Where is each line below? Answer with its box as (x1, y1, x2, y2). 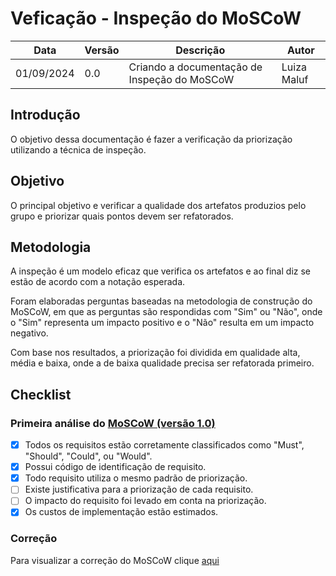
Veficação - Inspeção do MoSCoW (10, 7, 302, 30)
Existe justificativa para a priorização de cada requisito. (24, 483, 254, 496)
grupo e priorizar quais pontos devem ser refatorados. (10, 210, 234, 222)
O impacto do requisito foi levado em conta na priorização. (24, 495, 267, 507)
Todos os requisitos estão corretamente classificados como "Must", (24, 439, 305, 451)
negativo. (10, 327, 49, 339)
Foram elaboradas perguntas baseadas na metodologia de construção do (10, 295, 313, 307)
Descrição (175, 43, 226, 57)
